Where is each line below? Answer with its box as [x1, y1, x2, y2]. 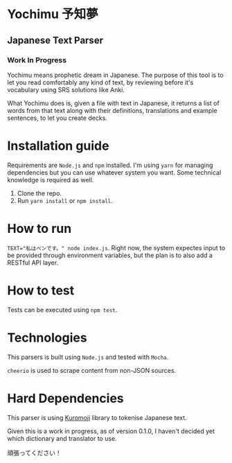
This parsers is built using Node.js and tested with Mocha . [7, 353, 169, 361]
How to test [7, 282, 75, 298]
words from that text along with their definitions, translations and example [7, 106, 217, 114]
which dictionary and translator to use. [7, 434, 118, 442]
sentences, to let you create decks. [7, 114, 107, 122]
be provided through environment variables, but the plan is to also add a [7, 251, 213, 259]
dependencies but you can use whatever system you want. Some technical [7, 168, 222, 177]
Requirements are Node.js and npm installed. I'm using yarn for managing [7, 161, 213, 169]
